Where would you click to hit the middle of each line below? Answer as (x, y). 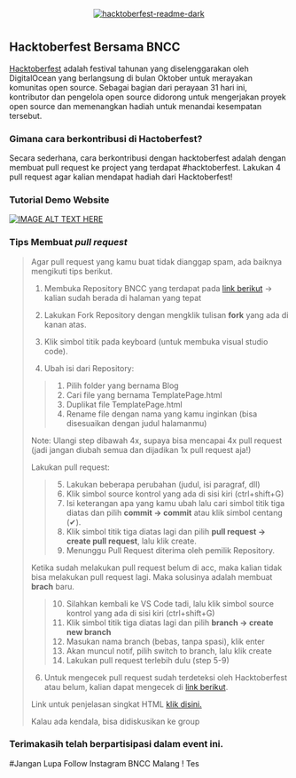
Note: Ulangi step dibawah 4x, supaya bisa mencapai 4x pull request (156, 441)
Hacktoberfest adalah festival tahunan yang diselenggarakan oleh (129, 68)
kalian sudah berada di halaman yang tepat (123, 298)
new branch (89, 631)
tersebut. (26, 115)
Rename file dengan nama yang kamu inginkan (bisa (162, 414)
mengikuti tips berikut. (72, 271)
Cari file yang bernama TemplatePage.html (144, 394)
